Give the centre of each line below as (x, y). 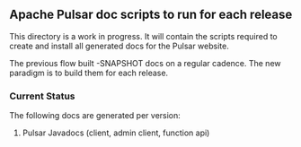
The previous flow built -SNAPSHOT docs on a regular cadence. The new (145, 63)
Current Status (42, 96)
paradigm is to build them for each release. (89, 73)
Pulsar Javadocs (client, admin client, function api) (116, 133)
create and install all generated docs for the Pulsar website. (119, 46)
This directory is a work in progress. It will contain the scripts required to (143, 36)
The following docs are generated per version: (95, 116)
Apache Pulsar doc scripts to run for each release (151, 15)
